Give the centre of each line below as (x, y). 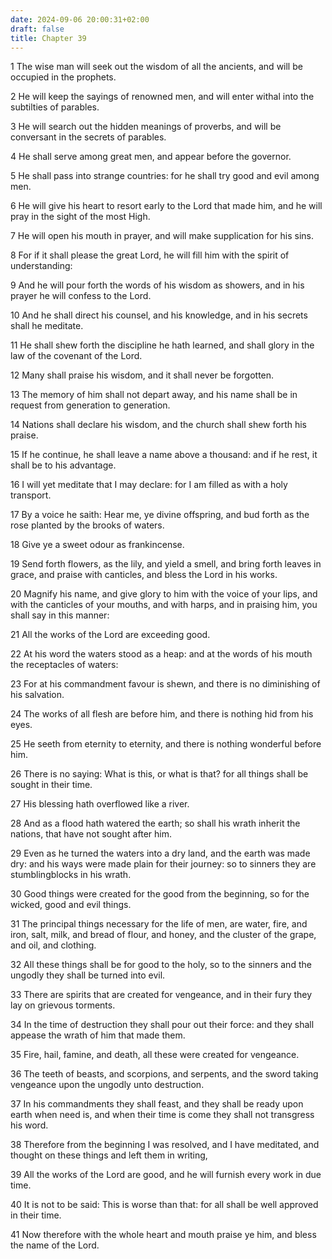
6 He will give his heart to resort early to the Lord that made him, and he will (166, 206)
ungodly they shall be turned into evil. (88, 975)
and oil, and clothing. (53, 945)
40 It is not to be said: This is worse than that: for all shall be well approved (164, 1205)
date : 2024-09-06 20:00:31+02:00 (80, 19)
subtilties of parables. (55, 107)
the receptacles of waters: (64, 665)
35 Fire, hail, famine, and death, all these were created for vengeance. (155, 1055)
